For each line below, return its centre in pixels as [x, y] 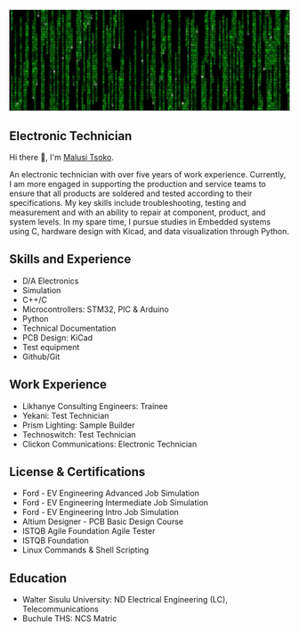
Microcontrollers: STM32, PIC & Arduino [95, 309]
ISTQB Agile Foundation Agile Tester [89, 531]
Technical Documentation [69, 328]
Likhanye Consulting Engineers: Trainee [95, 406]
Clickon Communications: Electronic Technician [109, 444]
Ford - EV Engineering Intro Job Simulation [101, 512]
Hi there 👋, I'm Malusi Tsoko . [61, 157]
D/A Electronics [50, 281]
